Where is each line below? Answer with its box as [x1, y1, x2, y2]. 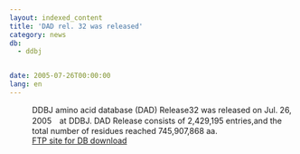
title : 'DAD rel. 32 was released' [9, 22, 144, 31]
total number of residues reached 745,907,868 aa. [32, 125, 219, 136]
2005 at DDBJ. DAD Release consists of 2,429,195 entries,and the [32, 115, 283, 126]
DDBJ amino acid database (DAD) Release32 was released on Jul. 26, [32, 104, 292, 115]
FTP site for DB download [32, 135, 127, 146]
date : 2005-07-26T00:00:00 [9, 72, 111, 81]
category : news [9, 30, 67, 39]
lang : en [9, 80, 42, 89]
